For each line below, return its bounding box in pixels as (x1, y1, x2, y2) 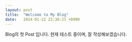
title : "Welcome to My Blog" (5, 12, 69, 17)
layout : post (5, 7, 33, 13)
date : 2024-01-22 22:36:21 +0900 (5, 17, 80, 22)
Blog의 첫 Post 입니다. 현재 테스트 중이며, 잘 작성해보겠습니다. (5, 31, 127, 37)
